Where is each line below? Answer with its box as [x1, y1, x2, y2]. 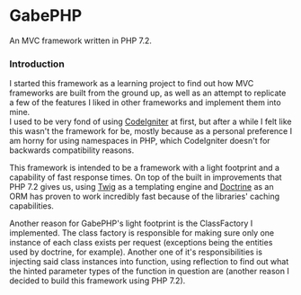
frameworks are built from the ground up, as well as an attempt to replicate [9, 87, 287, 99]
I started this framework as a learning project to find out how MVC [9, 78, 254, 89]
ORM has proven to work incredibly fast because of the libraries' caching [9, 191, 280, 202]
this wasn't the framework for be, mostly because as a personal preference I [9, 126, 293, 137]
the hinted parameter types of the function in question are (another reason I [9, 266, 289, 277]
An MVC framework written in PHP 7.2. [9, 35, 153, 46]
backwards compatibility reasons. [9, 145, 135, 156]
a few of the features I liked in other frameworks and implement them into [9, 97, 281, 108]
